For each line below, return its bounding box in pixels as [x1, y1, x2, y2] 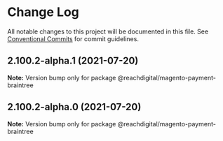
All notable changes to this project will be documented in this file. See [7, 27, 209, 36]
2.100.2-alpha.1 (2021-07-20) [7, 55, 139, 67]
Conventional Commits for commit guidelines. [7, 34, 139, 43]
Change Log [7, 4, 79, 20]
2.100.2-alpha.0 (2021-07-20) [7, 101, 142, 113]
